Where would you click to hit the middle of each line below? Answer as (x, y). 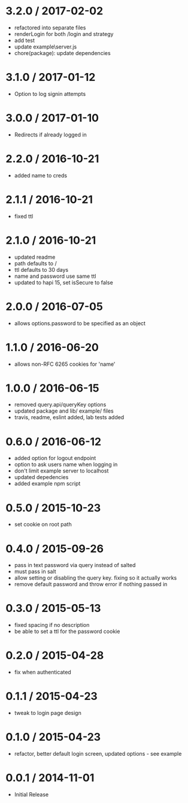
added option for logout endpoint (55, 458)
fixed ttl (24, 216)
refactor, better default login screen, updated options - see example (98, 754)
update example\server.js (46, 47)
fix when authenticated (43, 672)
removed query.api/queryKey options (60, 405)
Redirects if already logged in (51, 134)
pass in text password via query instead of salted (75, 565)
